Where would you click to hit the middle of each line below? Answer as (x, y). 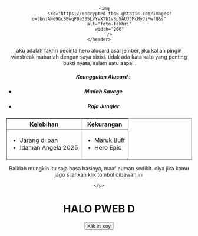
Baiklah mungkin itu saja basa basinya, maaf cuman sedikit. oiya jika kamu (99, 168)
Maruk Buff (110, 140)
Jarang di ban (39, 140)
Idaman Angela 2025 (49, 147)
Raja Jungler (103, 106)
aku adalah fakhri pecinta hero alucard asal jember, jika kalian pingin (99, 51)
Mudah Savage (103, 91)
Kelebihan (44, 124)
